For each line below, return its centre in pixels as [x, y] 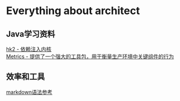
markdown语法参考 [29, 92]
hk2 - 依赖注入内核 [29, 49]
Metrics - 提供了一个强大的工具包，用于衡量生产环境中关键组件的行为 [90, 56]
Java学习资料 [31, 34]
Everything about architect [73, 11]
